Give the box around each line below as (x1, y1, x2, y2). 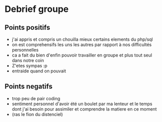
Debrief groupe (4, 3, 69, 15)
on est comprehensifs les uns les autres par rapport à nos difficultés (11, 42, 152, 48)
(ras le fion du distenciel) (11, 111, 63, 117)
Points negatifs (4, 82, 53, 91)
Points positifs (4, 23, 51, 32)
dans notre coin (11, 58, 44, 63)
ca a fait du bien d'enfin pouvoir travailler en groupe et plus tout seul (11, 52, 153, 58)
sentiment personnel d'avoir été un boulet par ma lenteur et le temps (11, 101, 153, 107)
